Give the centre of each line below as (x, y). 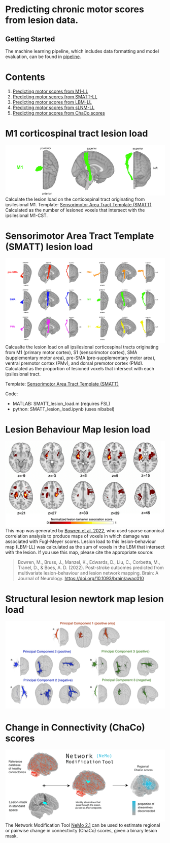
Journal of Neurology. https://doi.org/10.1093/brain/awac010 (81, 578)
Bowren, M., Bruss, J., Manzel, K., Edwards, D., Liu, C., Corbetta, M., (89, 562)
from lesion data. (42, 20)
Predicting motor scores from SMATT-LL (55, 97)
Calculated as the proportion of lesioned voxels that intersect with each (80, 369)
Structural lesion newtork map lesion (84, 599)
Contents (25, 77)
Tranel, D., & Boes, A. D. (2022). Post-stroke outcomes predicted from (91, 567)
